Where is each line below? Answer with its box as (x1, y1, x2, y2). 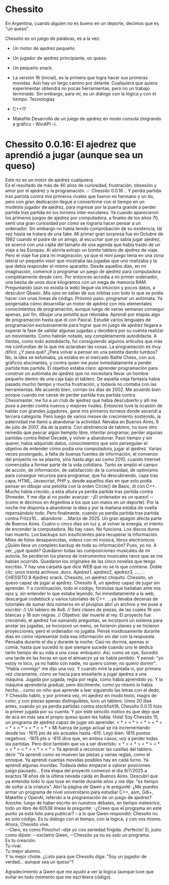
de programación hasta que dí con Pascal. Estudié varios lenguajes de (5, 317, 151, 323)
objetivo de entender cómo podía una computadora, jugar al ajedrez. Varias (5, 446, 162, 452)
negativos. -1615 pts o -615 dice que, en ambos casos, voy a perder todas (5, 735, 158, 741)
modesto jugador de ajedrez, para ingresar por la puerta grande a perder (5, 204, 156, 210)
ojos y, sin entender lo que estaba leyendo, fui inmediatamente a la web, (5, 590, 155, 597)
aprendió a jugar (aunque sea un (5, 150, 143, 161)
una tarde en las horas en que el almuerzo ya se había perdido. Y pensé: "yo (5, 655, 163, 661)
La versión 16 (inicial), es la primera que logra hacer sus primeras (12, 74, 148, 80)
